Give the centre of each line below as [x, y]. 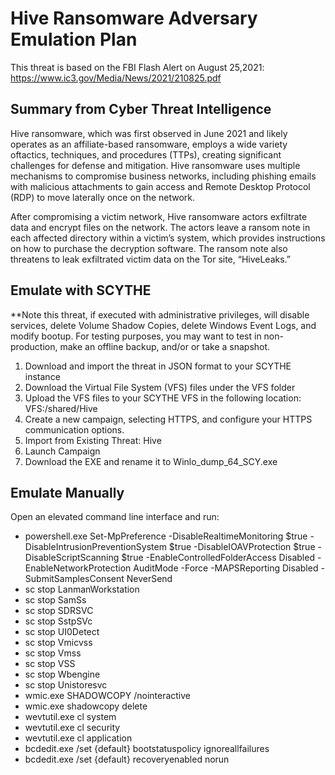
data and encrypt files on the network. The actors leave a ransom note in [160, 227]
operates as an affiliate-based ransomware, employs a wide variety [149, 144]
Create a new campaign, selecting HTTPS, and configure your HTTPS [168, 419]
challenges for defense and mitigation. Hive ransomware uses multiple [155, 165]
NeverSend [149, 579]
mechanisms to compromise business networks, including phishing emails [163, 176]
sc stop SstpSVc [58, 621]
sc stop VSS [50, 664]
